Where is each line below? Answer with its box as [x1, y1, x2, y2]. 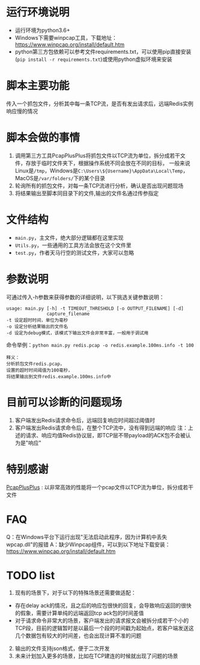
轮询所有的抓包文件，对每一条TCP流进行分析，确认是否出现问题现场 [14, 182, 184, 189]
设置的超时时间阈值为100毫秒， [6, 367, 73, 373]
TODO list [6, 569, 55, 582]
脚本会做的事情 [6, 131, 80, 145]
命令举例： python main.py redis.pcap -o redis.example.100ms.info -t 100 [6, 341, 194, 348]
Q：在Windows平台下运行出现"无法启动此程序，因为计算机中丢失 [6, 533, 168, 540]
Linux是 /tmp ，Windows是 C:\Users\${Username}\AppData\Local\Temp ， [14, 167, 189, 174]
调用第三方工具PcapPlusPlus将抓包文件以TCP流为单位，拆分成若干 [14, 152, 181, 159]
